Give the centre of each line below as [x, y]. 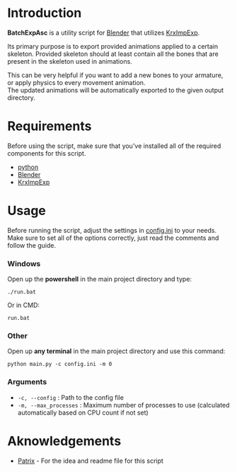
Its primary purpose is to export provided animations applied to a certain [112, 46]
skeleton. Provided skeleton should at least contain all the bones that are [113, 54]
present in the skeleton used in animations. [70, 61]
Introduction [45, 13]
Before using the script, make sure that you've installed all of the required [114, 146]
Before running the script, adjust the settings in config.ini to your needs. [112, 230]
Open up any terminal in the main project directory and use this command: [116, 351]
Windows [24, 263]
